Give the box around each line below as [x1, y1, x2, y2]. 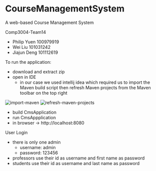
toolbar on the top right [19, 90, 68, 96]
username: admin [19, 144, 56, 150]
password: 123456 [19, 150, 58, 156]
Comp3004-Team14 [5, 29, 46, 35]
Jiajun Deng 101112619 [12, 49, 58, 55]
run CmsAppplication [12, 114, 56, 120]
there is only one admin [12, 139, 61, 145]
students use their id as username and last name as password [12, 160, 140, 166]
